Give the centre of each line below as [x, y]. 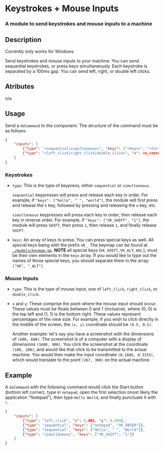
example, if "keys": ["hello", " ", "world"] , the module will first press [85, 200]
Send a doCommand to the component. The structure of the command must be [82, 126]
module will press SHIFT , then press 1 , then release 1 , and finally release [84, 225]
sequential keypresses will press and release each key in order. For [80, 195]
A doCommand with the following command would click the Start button [74, 387]
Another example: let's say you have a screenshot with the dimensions [83, 334]
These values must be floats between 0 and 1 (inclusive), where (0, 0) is [84, 309]
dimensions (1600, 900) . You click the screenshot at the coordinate [80, 344]
